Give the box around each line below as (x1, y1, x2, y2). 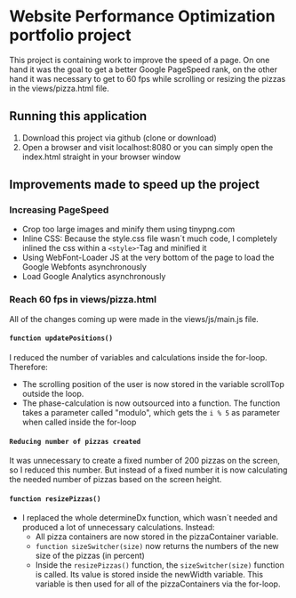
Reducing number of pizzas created (9, 437, 141, 446)
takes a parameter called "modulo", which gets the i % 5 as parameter (21, 407, 281, 417)
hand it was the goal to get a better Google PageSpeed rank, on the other (9, 64, 278, 75)
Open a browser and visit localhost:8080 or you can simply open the (21, 141, 274, 152)
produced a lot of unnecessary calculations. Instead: (21, 522, 215, 533)
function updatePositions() (9, 334, 114, 343)
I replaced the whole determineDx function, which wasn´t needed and (21, 513, 278, 523)
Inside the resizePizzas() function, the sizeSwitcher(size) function (35, 560, 284, 570)
